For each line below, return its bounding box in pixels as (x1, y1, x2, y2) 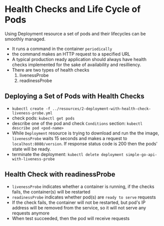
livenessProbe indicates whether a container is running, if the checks (11, 183, 154, 189)
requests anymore (11, 210, 49, 216)
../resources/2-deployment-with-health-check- (52, 106, 151, 111)
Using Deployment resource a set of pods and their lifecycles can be (4, 30, 146, 36)
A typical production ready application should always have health (11, 56, 147, 62)
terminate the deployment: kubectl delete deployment (11, 151, 124, 157)
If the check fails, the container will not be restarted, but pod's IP (11, 199, 146, 205)
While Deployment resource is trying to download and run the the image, (11, 130, 159, 136)
